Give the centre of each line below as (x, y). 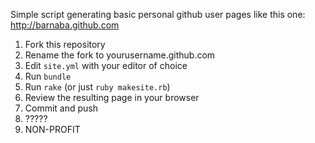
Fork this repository (65, 44)
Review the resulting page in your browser (112, 97)
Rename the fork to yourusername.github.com (120, 55)
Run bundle (48, 76)
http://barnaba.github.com (65, 25)
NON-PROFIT (52, 129)
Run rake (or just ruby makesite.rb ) (97, 87)
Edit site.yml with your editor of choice (106, 65)
